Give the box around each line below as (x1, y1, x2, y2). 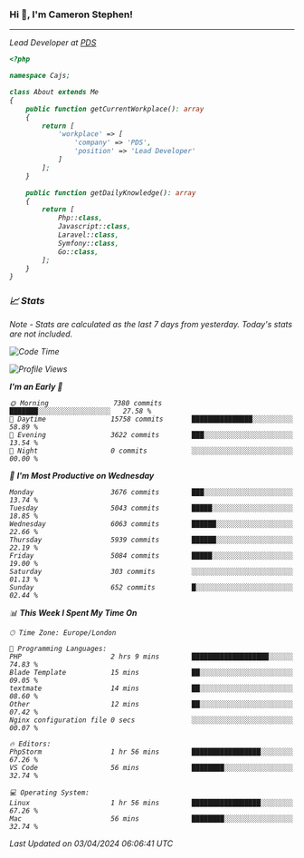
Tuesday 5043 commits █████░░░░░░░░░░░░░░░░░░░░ (9, 503, 294, 512)
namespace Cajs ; (9, 72, 71, 81)
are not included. (9, 328, 73, 339)
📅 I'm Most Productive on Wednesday (9, 470, 155, 481)
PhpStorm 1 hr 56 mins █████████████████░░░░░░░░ (9, 747, 294, 756)
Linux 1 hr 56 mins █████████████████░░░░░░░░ (9, 798, 294, 807)
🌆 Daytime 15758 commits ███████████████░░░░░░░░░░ (9, 414, 294, 424)
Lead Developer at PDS (9, 37, 97, 48)
